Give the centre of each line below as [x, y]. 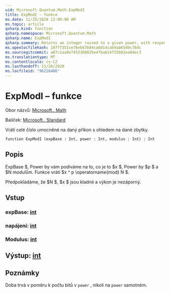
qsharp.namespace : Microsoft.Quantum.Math [51, 33]
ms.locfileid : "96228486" [32, 71]
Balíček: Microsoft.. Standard [35, 120]
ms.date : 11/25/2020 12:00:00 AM [40, 19]
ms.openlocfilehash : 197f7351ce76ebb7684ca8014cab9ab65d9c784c [73, 48]
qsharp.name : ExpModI [28, 38]
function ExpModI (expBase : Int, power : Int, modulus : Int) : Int [80, 139]
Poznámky [22, 273]
